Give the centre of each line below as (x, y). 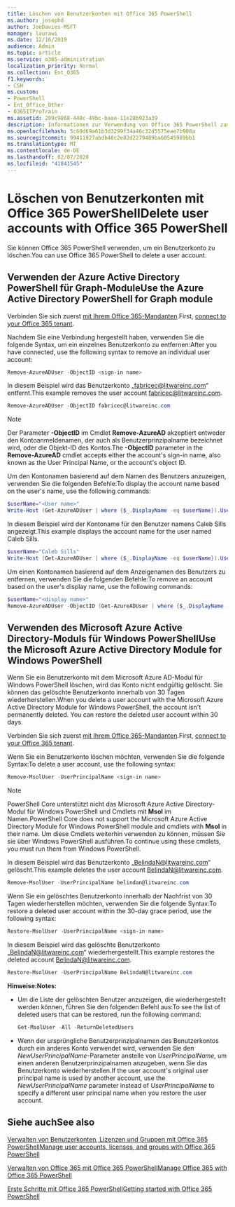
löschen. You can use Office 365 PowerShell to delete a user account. (107, 255)
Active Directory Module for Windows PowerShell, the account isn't (104, 707)
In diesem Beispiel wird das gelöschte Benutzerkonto (84, 945)
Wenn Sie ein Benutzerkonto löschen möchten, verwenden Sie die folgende (116, 757)
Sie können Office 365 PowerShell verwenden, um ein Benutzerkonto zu (111, 248)
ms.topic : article (34, 53)
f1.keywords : (26, 79)
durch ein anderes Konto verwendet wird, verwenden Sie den (106, 1048)
